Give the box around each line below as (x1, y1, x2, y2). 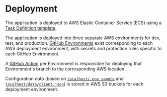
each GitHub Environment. (5, 51, 60, 57)
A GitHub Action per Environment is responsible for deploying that (5, 60, 142, 66)
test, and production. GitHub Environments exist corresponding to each (5, 40, 153, 46)
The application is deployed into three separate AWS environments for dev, (5, 35, 161, 41)
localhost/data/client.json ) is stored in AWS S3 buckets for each (5, 81, 144, 87)
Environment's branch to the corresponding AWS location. (5, 66, 126, 72)
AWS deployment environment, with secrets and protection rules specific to (5, 45, 162, 51)
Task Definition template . (5, 25, 57, 31)
